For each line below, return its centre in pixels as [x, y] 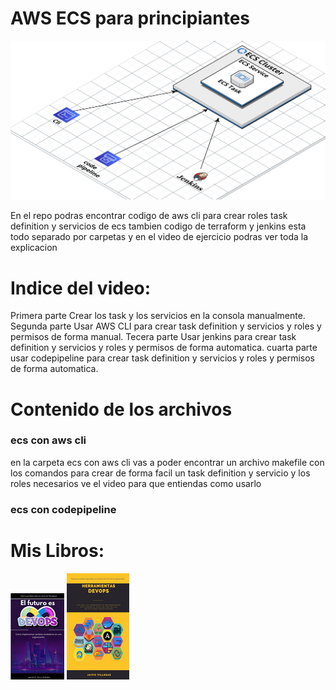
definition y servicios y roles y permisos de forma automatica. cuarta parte [164, 348]
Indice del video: [81, 288]
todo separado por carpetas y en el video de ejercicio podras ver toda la [159, 237]
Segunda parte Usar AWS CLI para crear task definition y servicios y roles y [166, 326]
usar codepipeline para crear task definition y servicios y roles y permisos [163, 358]
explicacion [34, 248]
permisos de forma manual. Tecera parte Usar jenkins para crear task [153, 337]
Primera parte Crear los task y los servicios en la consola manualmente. [158, 316]
